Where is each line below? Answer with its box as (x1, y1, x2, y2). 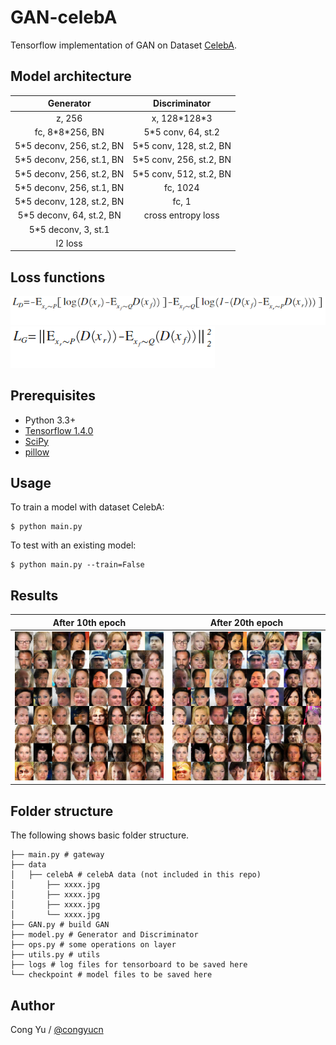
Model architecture (10, 68, 132, 85)
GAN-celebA (10, 6, 118, 29)
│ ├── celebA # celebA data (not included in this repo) (10, 870, 262, 880)
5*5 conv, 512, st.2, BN (132, 167, 232, 180)
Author (10, 997, 55, 1014)
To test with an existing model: (10, 539, 137, 551)
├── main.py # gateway (10, 850, 105, 860)
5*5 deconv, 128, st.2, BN (14, 196, 125, 207)
